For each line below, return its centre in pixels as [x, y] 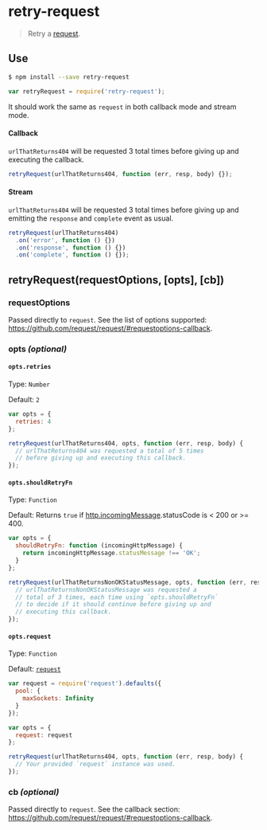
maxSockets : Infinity [58, 699]
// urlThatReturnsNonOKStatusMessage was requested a [106, 589]
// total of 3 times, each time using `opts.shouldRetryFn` [117, 597]
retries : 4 [33, 421]
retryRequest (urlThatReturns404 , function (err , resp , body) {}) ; [120, 174]
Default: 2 [24, 400]
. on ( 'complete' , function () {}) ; [72, 255]
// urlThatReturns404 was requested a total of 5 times [110, 451]
